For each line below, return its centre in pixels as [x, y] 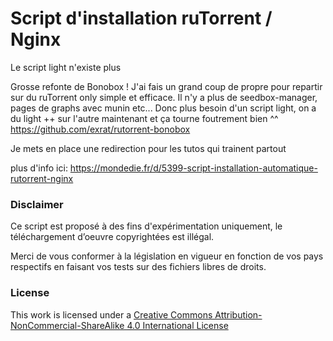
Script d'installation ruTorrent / [141, 18]
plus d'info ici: [39, 168]
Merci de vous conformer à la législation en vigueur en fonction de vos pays [167, 256]
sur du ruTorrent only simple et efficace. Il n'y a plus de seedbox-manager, [164, 97]
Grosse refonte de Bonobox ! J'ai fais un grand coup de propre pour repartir [166, 86]
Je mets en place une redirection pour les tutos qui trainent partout [148, 148]
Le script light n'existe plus [66, 67]
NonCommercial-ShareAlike [67, 325]
